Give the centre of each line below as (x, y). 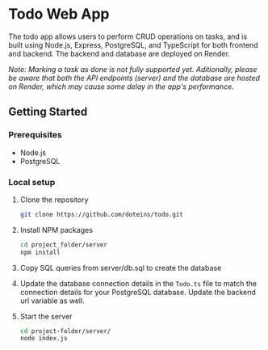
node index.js (44, 339)
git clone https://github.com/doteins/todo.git (101, 214)
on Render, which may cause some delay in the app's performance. (121, 86)
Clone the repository (54, 200)
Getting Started (48, 112)
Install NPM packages (56, 230)
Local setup (32, 182)
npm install (40, 252)
